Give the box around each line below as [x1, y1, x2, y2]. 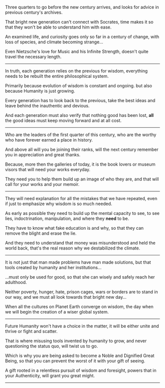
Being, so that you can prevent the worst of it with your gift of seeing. [5, 358, 145, 364]
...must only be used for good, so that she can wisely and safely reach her [5, 274, 155, 280]
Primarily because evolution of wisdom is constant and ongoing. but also [5, 83, 152, 88]
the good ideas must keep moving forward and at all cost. [5, 118, 122, 123]
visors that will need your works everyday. [5, 167, 91, 172]
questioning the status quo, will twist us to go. [5, 343, 98, 349]
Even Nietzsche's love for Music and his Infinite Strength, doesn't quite [5, 49, 149, 54]
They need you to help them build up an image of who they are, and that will [5, 176, 159, 182]
